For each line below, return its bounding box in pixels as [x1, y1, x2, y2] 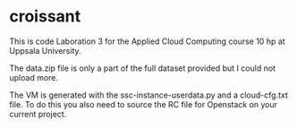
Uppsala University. [9, 45, 82, 55]
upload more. [9, 72, 59, 82]
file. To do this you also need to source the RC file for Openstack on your [9, 98, 278, 109]
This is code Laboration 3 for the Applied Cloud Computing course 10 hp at [9, 36, 285, 47]
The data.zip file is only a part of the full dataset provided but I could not [9, 63, 276, 73]
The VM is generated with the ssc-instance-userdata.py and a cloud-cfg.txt [9, 90, 288, 100]
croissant [9, 6, 81, 27]
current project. [9, 108, 67, 119]
